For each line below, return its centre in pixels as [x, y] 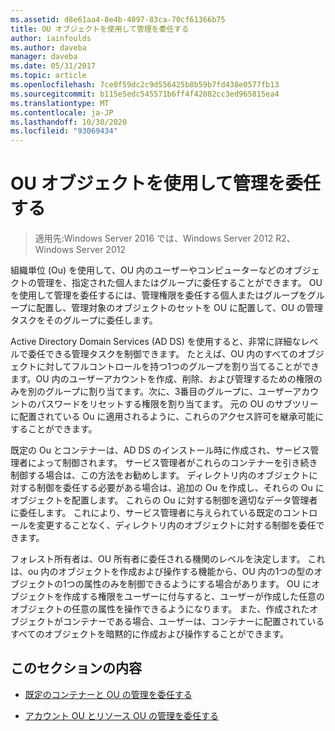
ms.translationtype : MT [60, 103]
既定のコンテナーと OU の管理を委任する [108, 694]
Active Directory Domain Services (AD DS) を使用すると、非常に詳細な [156, 342]
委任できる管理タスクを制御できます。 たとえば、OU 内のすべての [162, 354]
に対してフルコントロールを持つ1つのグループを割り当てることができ [178, 367]
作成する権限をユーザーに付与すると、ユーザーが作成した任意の [193, 597]
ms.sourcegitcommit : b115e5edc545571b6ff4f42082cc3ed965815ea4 [145, 94]
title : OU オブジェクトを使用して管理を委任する [100, 29]
